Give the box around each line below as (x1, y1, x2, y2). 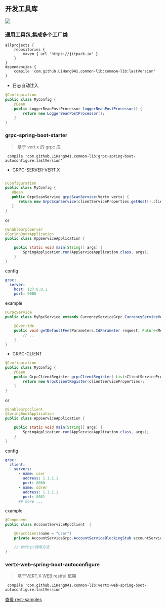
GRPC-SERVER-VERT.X (12, 167, 60, 173)
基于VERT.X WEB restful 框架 (17, 573, 77, 579)
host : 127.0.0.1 (14, 287, 48, 292)
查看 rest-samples (5, 596, 42, 602)
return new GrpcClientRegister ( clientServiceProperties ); (23, 379, 145, 384)
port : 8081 (23, 494, 45, 499)
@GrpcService (5, 310, 32, 315)
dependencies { (5, 65, 37, 69)
